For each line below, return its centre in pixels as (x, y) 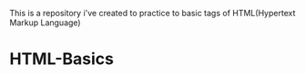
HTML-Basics (61, 59)
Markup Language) (45, 23)
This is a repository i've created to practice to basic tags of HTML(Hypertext (152, 13)
